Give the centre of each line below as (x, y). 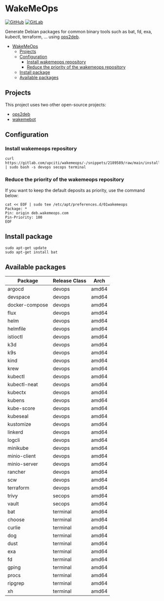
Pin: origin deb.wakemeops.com (37, 213)
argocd (16, 289)
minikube (18, 448)
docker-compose (28, 305)
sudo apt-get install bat (31, 252)
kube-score (21, 408)
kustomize (20, 424)
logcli (14, 440)
